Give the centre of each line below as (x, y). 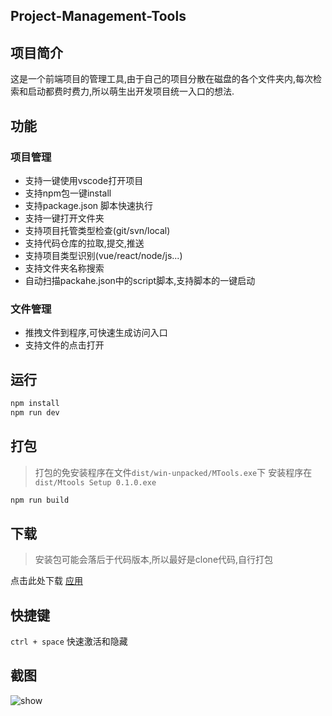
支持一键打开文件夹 (64, 218)
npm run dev (35, 412)
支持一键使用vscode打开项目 (84, 180)
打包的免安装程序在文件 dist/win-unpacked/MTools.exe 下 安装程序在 (173, 472)
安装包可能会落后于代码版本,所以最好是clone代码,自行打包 (154, 560)
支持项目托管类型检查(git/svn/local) (97, 230)
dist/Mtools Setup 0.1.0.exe (95, 482)
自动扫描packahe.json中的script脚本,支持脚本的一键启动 (140, 280)
